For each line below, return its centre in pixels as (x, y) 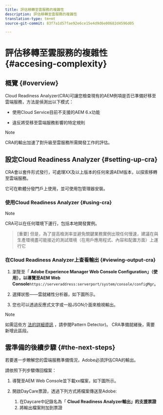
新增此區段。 (18, 330)
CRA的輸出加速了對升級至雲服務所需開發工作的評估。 (59, 143)
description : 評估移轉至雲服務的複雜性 (41, 14)
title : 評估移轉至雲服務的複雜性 (35, 10)
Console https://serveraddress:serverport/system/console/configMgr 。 (85, 284)
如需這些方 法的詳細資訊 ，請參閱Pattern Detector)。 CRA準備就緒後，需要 (80, 324)
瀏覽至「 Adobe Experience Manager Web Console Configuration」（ (83, 271)
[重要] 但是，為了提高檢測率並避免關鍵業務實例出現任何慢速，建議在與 (88, 234)
